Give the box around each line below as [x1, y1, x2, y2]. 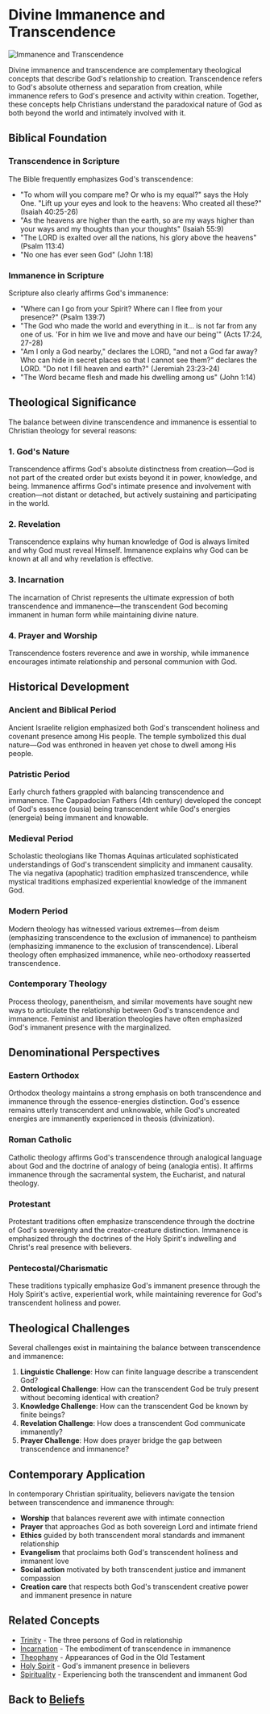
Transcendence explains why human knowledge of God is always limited [8, 537, 250, 546]
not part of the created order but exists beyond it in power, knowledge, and [8, 473, 258, 483]
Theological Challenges [8, 1321, 131, 1335]
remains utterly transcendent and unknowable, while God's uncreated [8, 1106, 240, 1115]
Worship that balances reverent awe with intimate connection [19, 1513, 226, 1523]
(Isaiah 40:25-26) [19, 207, 79, 216]
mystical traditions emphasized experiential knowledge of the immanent [8, 877, 247, 887]
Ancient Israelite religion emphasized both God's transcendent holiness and [8, 722, 260, 732]
